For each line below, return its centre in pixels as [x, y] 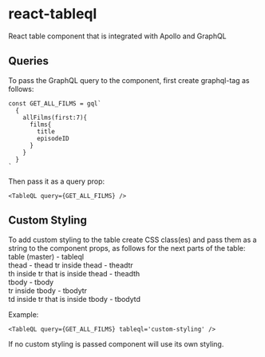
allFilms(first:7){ [55, 117]
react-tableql [53, 14]
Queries [29, 61]
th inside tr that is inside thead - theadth [74, 273]
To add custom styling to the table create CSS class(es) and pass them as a [132, 240]
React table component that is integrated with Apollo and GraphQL [118, 36]
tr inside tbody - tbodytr [48, 290]
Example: [24, 314]
